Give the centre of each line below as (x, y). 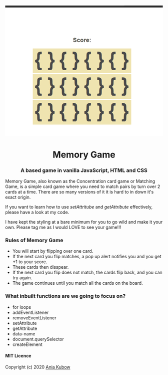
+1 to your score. (30, 262)
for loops (22, 307)
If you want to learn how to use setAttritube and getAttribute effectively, (79, 207)
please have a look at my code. (37, 212)
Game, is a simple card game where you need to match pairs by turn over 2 (83, 186)
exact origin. (18, 197)
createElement (27, 344)
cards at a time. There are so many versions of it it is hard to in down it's (79, 192)
